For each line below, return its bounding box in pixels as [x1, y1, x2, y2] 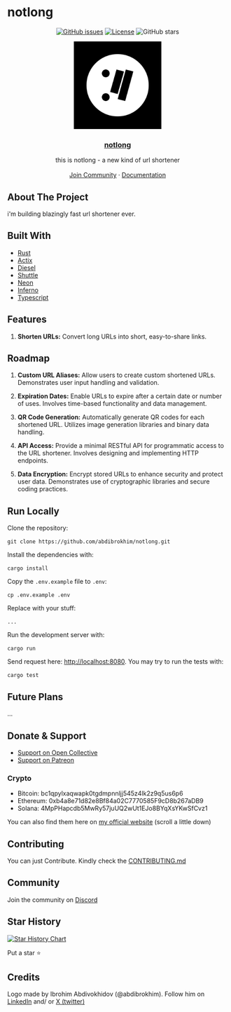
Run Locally [7, 505, 59, 517]
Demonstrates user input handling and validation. [17, 378, 160, 387]
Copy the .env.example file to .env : [7, 577, 107, 586]
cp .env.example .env [7, 592, 71, 599]
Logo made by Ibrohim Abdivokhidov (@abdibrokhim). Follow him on [7, 990, 205, 999]
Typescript [17, 293, 49, 301]
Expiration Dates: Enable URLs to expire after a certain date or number [17, 392, 223, 400]
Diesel [17, 264, 36, 272]
